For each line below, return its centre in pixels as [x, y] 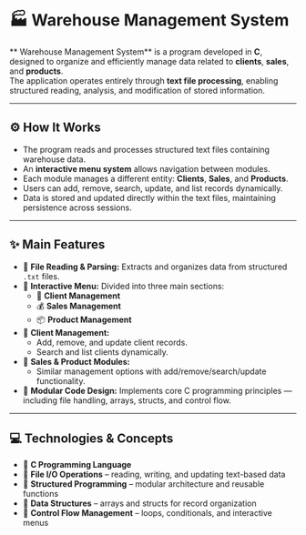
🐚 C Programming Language [77, 465]
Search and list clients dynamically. [102, 352]
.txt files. [41, 276]
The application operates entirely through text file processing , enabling [144, 80]
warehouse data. [54, 159]
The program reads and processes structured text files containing [146, 149]
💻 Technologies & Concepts [92, 438]
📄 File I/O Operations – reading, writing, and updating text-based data [154, 474]
